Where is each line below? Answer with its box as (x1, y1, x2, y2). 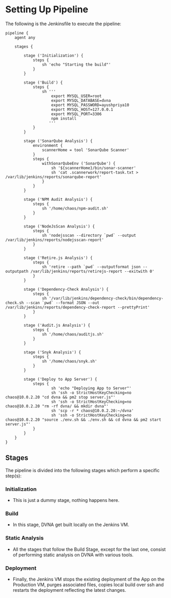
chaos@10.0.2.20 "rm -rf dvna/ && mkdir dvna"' (5, 403, 109, 409)
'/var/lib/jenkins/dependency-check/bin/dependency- (49, 295, 164, 301)
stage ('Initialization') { (24, 53, 83, 58)
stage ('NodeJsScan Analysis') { (24, 223, 95, 229)
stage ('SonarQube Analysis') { (24, 138, 93, 143)
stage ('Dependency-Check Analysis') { (24, 287, 109, 292)
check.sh (5, 300, 24, 305)
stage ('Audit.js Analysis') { (24, 323, 91, 328)
